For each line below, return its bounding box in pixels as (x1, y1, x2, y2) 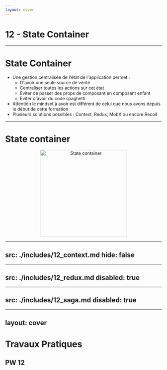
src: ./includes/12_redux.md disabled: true (5, 273, 140, 282)
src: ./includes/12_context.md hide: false (5, 250, 135, 259)
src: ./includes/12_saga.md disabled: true (5, 296, 137, 304)
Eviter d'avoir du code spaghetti (19, 95, 85, 101)
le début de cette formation (12, 106, 69, 112)
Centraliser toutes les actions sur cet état (19, 85, 104, 91)
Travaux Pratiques (5, 339, 83, 350)
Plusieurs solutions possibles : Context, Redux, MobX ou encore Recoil (12, 111, 158, 117)
